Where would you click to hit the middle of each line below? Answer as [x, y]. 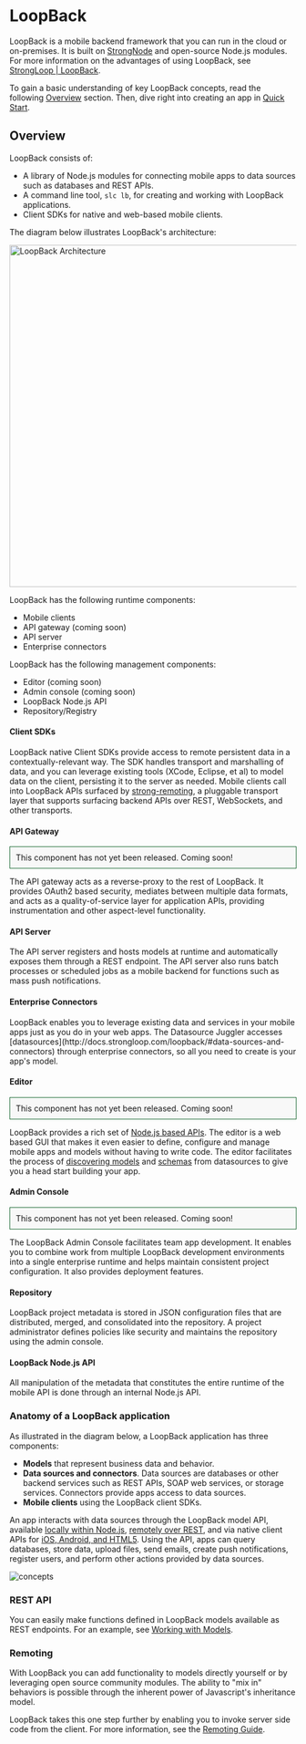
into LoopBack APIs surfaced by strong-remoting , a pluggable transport [144, 791]
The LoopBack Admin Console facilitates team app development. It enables [150, 1242]
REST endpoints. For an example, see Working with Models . [122, 1629]
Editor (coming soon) [62, 681]
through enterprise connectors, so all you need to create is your [177, 1051]
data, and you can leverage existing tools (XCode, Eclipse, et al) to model [147, 771]
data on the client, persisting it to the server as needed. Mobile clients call [148, 781]
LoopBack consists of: [51, 158]
